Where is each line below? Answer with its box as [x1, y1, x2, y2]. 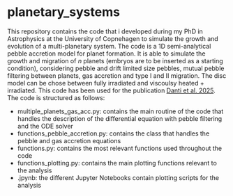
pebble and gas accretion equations [17, 136, 121, 145]
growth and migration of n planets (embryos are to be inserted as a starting [7, 56, 223, 65]
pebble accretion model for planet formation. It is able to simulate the [7, 49, 206, 58]
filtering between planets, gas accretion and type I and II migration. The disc [7, 71, 227, 80]
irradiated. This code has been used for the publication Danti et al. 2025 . [7, 86, 216, 95]
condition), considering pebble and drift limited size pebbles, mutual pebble [7, 64, 225, 72]
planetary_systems [7, 4, 121, 20]
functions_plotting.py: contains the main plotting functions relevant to [17, 158, 218, 167]
